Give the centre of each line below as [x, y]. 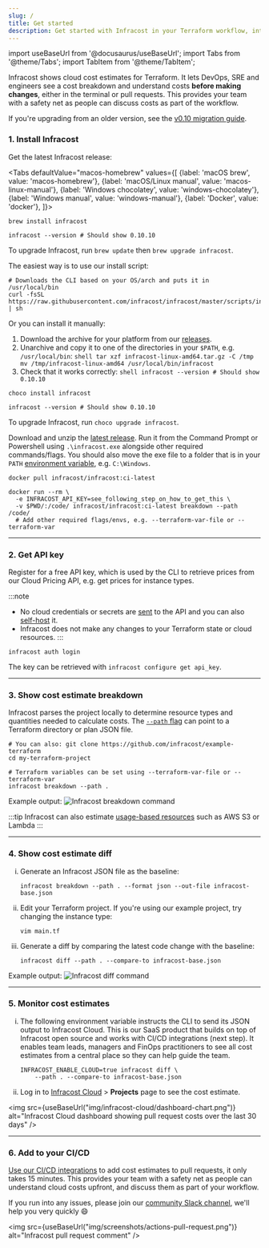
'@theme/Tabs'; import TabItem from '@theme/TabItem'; [102, 62]
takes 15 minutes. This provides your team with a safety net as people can [130, 1179]
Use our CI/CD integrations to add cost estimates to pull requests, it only [128, 1170]
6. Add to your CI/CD [49, 1153]
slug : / [21, 16]
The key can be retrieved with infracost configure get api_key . [115, 667]
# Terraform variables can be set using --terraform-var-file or [119, 772]
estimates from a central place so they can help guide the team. [125, 1055]
